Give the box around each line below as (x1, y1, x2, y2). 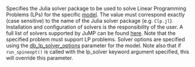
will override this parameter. (6, 55, 74, 61)
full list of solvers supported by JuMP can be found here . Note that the (6, 30, 176, 37)
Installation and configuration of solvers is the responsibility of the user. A (6, 23, 183, 30)
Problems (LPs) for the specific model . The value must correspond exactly (6, 11, 185, 18)
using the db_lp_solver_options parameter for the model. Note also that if (6, 42, 182, 49)
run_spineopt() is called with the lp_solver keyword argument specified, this (6, 48, 190, 55)
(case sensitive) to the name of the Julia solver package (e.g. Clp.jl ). (6, 17, 174, 24)
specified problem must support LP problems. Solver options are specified (6, 36, 185, 43)
